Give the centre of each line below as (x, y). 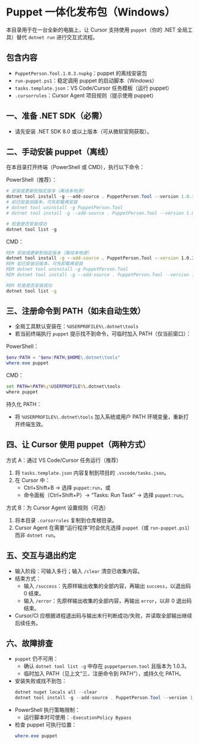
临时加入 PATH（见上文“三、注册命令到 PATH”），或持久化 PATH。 (104, 674)
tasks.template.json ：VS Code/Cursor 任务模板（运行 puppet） (94, 88)
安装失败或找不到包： (41, 681)
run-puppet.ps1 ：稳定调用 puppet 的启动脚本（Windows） (86, 80)
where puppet (22, 392)
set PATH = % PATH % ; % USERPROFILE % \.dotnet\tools (63, 386)
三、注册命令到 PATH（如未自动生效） (76, 311)
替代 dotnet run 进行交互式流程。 (57, 37)
